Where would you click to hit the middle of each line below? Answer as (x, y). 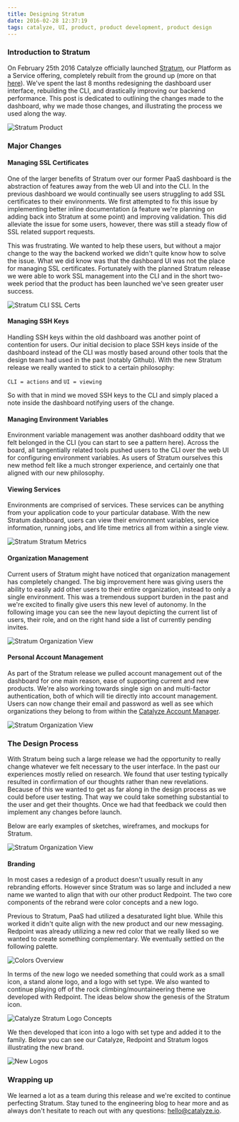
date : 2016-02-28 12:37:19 (47, 21)
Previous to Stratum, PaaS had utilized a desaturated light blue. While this (115, 916)
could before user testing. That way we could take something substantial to (118, 797)
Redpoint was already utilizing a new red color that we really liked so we (113, 931)
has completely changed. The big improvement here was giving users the (115, 581)
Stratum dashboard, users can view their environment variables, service (113, 520)
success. (21, 291)
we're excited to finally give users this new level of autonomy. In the (107, 604)
